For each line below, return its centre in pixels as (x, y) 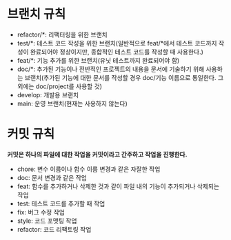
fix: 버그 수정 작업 (41, 212)
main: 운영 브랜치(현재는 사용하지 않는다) (72, 103)
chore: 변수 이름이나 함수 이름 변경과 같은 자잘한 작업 (89, 169)
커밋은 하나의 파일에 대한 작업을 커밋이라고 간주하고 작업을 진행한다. (97, 154)
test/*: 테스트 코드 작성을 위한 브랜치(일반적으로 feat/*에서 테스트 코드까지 (117, 43)
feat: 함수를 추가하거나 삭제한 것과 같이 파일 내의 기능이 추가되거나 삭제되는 (118, 186)
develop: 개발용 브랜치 (48, 94)
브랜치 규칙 (37, 14)
